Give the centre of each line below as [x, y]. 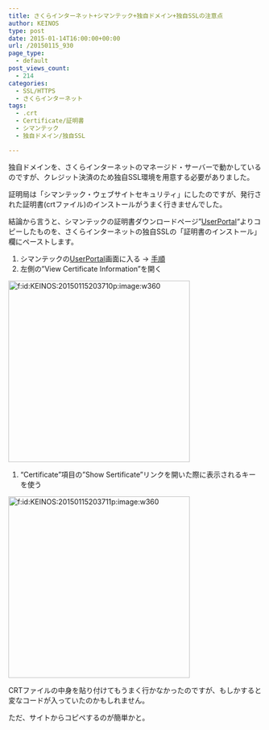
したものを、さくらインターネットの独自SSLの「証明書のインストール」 [142, 232]
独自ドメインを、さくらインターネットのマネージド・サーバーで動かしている [135, 167]
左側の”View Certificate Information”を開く [91, 269]
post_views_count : [39, 69]
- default [32, 61]
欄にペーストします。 [43, 241]
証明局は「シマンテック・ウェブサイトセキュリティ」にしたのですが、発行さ [135, 194]
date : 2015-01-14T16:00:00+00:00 [64, 38]
